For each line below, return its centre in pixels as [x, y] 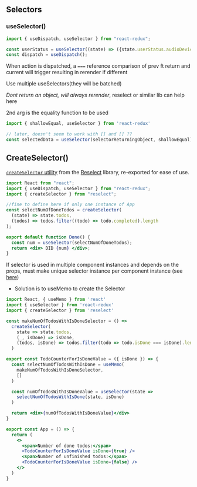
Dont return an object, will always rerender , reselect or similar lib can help [95, 95]
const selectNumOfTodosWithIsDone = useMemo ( [68, 365]
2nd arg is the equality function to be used [57, 113]
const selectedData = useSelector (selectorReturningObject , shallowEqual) [99, 140]
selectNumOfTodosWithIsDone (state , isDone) [71, 397]
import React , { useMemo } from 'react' [56, 300]
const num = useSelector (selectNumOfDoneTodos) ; [72, 243]
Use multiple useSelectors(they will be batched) [64, 84]
